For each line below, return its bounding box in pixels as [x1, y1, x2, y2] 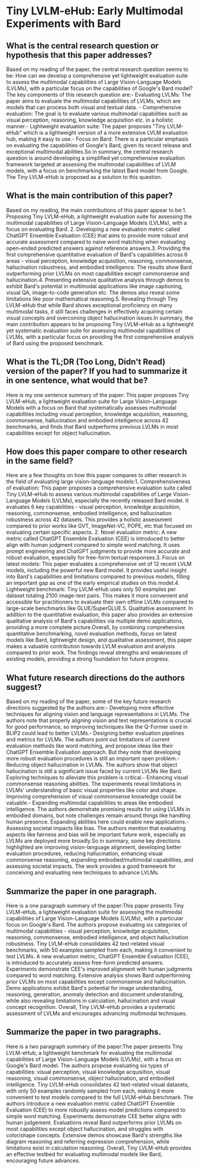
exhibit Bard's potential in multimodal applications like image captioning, [6, 282, 183, 290]
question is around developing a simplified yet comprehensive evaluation [6, 154, 185, 162]
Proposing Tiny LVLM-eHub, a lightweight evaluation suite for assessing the [6, 213, 192, 220]
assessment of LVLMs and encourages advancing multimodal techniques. [6, 1010, 187, 1017]
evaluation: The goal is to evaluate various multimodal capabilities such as [6, 110, 188, 117]
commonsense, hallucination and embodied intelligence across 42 [6, 416, 169, 424]
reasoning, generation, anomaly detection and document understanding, [6, 991, 184, 998]
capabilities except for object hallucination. [6, 429, 111, 437]
